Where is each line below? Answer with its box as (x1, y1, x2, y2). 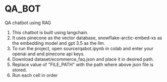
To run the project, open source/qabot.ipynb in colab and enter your (12, 45, 154, 51)
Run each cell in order (12, 72, 58, 78)
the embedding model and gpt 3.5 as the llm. (12, 40, 105, 46)
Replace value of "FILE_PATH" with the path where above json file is (12, 61, 154, 67)
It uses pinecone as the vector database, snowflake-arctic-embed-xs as (12, 35, 162, 41)
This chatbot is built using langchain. (12, 29, 89, 35)
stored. (12, 66, 27, 73)
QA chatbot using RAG (5, 20, 51, 26)
